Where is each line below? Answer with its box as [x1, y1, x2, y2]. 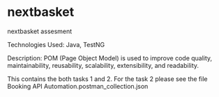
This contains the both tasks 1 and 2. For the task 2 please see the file [7, 74, 208, 83]
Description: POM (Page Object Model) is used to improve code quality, [7, 53, 213, 62]
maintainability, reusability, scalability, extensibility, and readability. [7, 61, 199, 69]
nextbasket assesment [7, 27, 73, 35]
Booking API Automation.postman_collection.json [7, 82, 149, 90]
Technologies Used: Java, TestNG [7, 40, 105, 48]
